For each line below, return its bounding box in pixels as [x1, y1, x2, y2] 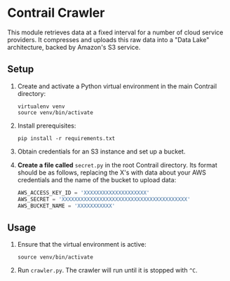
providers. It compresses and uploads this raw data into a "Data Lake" [7, 35, 210, 43]
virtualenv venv [17, 103, 65, 110]
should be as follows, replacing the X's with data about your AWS [17, 168, 207, 177]
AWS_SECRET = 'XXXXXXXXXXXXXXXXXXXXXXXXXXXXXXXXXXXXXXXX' [17, 196, 191, 203]
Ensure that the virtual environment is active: [17, 240, 147, 249]
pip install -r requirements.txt [17, 135, 116, 142]
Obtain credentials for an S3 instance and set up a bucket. [17, 147, 186, 156]
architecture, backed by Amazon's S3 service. [7, 43, 141, 51]
